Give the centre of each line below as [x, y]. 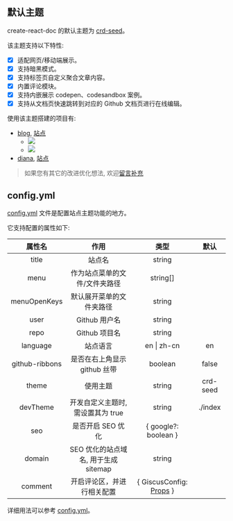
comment [37, 486]
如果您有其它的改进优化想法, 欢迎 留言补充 [84, 173]
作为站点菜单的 [95, 273]
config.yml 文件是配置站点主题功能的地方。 [69, 213]
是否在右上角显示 [98, 359]
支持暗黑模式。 [38, 69]
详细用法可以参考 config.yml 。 [51, 510]
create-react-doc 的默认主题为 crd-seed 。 [68, 31]
